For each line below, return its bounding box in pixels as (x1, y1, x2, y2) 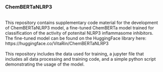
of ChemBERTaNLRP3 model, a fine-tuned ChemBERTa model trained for (5, 25, 155, 31)
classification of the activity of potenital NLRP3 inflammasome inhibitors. (5, 30, 154, 36)
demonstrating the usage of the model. (5, 61, 85, 67)
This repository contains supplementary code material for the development (5, 20, 159, 25)
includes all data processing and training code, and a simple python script (5, 56, 156, 62)
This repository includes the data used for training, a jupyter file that (5, 51, 144, 57)
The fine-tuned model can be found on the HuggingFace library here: (5, 35, 147, 41)
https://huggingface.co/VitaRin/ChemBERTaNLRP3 (5, 41, 109, 47)
